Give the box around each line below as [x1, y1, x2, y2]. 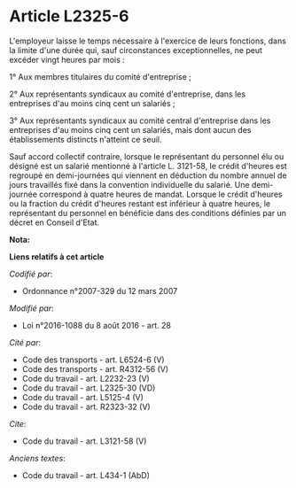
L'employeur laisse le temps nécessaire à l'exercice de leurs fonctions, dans [9, 35, 286, 46]
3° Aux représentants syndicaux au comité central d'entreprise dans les [9, 115, 271, 126]
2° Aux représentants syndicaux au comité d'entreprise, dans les [9, 89, 246, 99]
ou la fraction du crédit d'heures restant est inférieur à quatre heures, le [9, 198, 271, 209]
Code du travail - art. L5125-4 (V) [21, 391, 144, 402]
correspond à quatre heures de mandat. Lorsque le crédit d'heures [39, 189, 284, 199]
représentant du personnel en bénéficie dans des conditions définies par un [9, 207, 286, 218]
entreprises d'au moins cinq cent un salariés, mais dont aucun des [9, 124, 252, 135]
